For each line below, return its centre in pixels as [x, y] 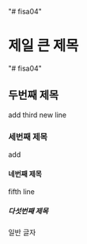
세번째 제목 [28, 136]
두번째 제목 [34, 95]
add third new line [38, 115]
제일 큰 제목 [43, 46]
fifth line [22, 192]
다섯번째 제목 [28, 211]
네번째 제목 [25, 173]
